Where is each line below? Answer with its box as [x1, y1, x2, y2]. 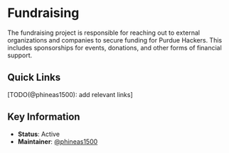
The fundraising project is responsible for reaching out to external [7, 28, 201, 37]
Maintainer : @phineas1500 [17, 137, 98, 146]
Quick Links [7, 72, 61, 84]
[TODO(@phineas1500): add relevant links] [7, 90, 133, 98]
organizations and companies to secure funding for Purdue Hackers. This [7, 35, 223, 44]
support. [7, 51, 33, 59]
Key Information [7, 111, 80, 123]
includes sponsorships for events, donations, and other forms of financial [7, 43, 222, 52]
